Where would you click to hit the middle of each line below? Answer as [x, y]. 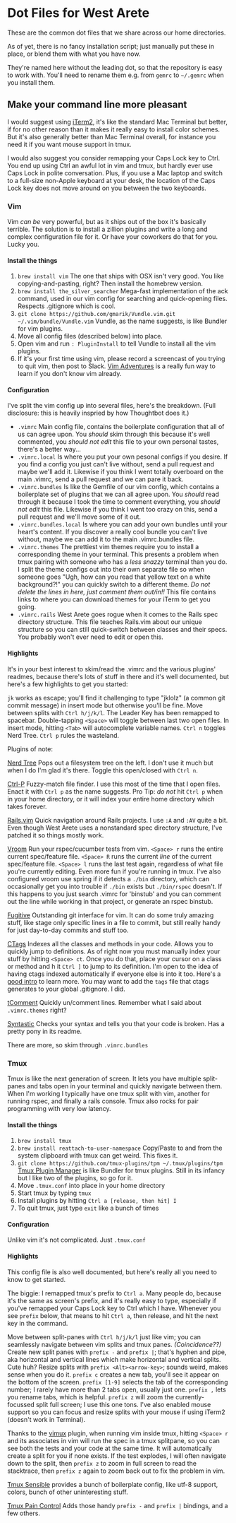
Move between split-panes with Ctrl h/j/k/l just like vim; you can [104, 1336]
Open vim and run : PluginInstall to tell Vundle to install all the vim [117, 343]
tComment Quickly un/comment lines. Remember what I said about [105, 1002]
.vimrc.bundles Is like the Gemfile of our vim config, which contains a [118, 487]
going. [27, 607]
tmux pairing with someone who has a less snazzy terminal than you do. [122, 562]
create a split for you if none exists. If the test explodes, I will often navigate [117, 1456]
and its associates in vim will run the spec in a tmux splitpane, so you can [114, 1440]
